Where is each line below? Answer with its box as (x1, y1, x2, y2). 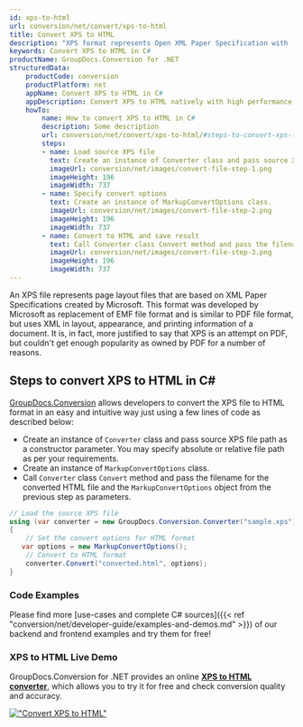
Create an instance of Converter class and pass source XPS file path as (22, 434, 288, 445)
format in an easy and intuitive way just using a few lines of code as (9, 407, 262, 418)
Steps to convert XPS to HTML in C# (9, 373, 216, 389)
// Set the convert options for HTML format (25, 534, 196, 543)
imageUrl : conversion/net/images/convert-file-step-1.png (49, 164, 272, 173)
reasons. (9, 346, 42, 357)
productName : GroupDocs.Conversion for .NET (9, 55, 179, 64)
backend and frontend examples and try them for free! (9, 628, 212, 639)
